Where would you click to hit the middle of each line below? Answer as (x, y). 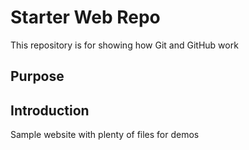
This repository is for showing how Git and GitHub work (124, 45)
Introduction (50, 110)
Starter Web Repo (85, 17)
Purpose (37, 76)
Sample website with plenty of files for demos (105, 135)
